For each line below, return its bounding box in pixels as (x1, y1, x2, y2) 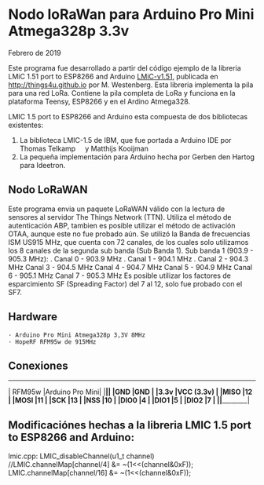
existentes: (8, 120, 44, 129)
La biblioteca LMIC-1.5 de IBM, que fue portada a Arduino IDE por (19, 135, 232, 144)
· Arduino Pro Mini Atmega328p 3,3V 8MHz (8, 331, 146, 339)
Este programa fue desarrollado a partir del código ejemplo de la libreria (8, 63, 241, 72)
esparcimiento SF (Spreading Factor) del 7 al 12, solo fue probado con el (8, 279, 243, 288)
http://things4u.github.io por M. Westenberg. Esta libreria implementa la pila (8, 80, 254, 89)
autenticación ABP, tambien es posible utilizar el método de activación (8, 221, 236, 230)
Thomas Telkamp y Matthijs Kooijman (19, 144, 149, 153)
